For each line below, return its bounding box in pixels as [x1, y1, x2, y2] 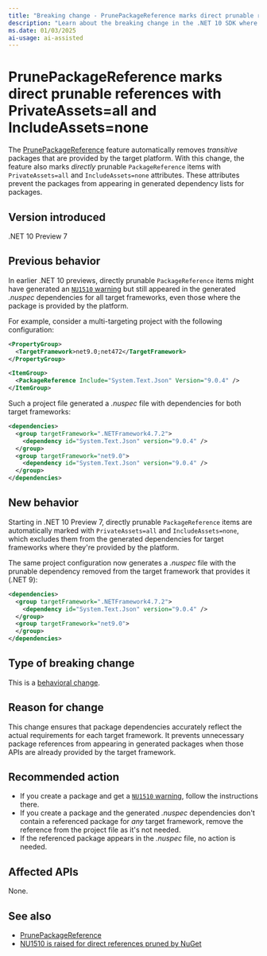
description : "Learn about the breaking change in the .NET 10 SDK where [8, 19, 258, 27]
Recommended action [8, 771, 120, 784]
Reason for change [8, 701, 104, 714]
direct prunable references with [8, 85, 222, 103]
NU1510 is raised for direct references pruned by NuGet [19, 939, 202, 949]
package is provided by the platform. [8, 301, 129, 310]
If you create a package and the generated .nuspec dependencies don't [19, 808, 256, 818]
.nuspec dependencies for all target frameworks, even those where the [8, 292, 241, 302]
